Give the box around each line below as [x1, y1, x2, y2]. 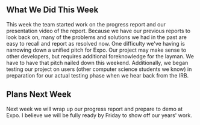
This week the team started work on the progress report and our [6, 20, 166, 28]
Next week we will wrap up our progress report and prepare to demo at [6, 105, 183, 112]
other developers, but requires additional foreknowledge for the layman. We [6, 52, 195, 59]
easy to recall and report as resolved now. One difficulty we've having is [6, 40, 186, 47]
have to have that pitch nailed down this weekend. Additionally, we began [6, 59, 189, 66]
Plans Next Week [6, 90, 72, 100]
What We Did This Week [6, 5, 99, 15]
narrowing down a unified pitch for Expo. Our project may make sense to [6, 46, 187, 53]
